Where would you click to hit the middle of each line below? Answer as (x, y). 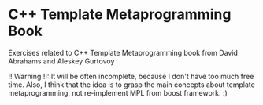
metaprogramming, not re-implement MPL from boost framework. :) (118, 92)
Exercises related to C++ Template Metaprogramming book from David (123, 52)
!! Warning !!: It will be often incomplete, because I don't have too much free (131, 76)
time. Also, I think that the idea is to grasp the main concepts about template (132, 85)
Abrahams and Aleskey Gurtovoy (61, 61)
